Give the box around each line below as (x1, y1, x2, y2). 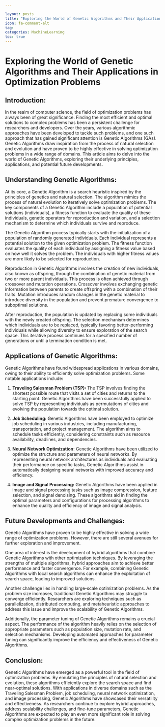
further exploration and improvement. (5, 540, 81, 546)
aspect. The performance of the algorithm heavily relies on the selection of (5, 621, 157, 627)
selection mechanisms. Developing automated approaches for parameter (5, 632, 153, 637)
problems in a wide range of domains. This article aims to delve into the (5, 151, 150, 157)
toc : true (5, 34, 26, 39)
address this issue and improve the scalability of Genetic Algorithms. (5, 606, 144, 612)
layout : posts (5, 11, 34, 16)
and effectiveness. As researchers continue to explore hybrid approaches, (5, 701, 156, 707)
